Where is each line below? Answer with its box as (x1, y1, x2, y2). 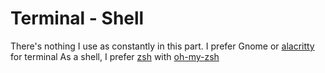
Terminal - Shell (10, 7, 145, 30)
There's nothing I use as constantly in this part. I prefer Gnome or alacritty (10, 40, 315, 52)
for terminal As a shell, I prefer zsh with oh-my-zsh (10, 50, 220, 62)
